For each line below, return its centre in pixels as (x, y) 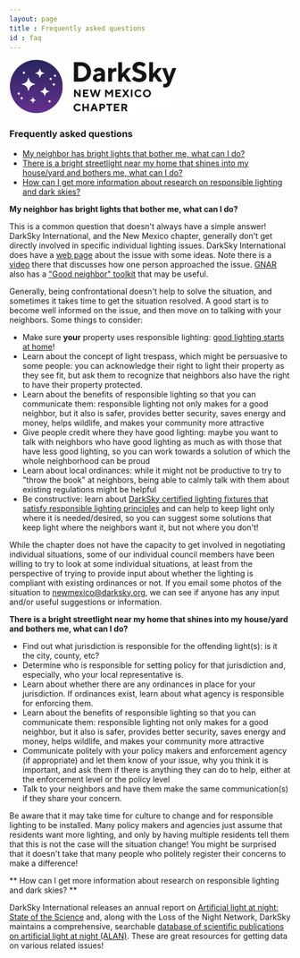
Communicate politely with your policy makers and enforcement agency (154, 750)
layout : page (33, 19)
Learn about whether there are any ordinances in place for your (139, 684)
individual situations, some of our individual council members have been (142, 554)
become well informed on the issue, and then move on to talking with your (146, 310)
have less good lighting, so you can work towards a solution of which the (156, 451)
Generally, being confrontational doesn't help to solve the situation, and (141, 291)
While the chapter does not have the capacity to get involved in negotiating (147, 544)
